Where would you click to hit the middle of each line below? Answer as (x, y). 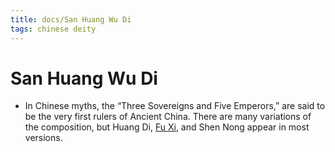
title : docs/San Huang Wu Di (71, 19)
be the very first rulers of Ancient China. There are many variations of (168, 117)
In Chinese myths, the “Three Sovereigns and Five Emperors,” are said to (175, 106)
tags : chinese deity (53, 29)
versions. (43, 138)
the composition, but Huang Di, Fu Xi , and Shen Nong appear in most (167, 127)
